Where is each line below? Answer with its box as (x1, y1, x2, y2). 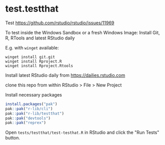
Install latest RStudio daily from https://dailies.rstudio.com (5, 72, 125, 78)
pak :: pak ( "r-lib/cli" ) (5, 106, 53, 111)
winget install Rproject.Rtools (5, 63, 73, 68)
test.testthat (5, 3, 59, 15)
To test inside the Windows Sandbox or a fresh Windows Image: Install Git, (5, 29, 160, 35)
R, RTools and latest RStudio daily (5, 35, 75, 41)
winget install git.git (5, 54, 56, 60)
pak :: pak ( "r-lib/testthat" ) (5, 111, 65, 116)
